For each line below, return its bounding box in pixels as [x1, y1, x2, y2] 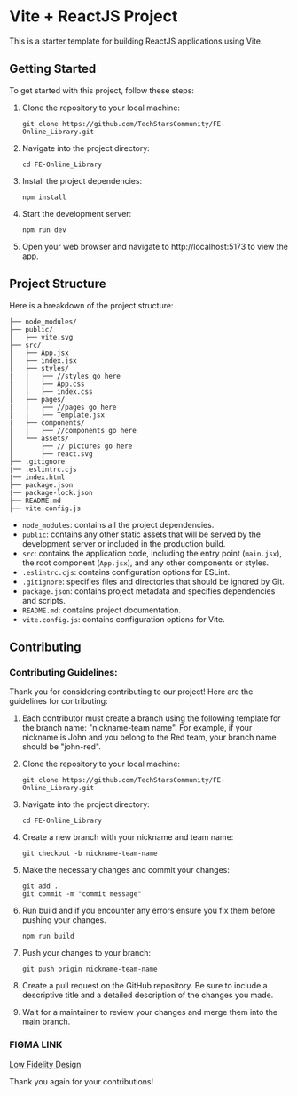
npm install [21, 193, 66, 202]
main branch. [21, 1016, 71, 1028]
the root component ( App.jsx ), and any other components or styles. [21, 557, 270, 568]
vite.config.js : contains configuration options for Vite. [21, 613, 225, 624]
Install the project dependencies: [21, 175, 143, 186]
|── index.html [9, 473, 66, 482]
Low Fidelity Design [9, 1059, 82, 1069]
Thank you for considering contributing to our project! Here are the [9, 686, 254, 697]
